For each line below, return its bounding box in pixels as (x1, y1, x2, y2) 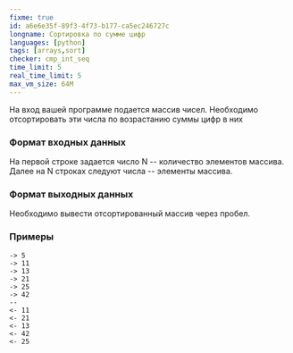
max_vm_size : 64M (9, 80, 74, 88)
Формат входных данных (9, 136, 127, 148)
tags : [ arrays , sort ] (9, 46, 87, 55)
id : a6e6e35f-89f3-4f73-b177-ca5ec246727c (9, 21, 170, 30)
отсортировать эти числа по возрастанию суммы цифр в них (9, 113, 244, 124)
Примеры (9, 231, 54, 243)
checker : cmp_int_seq (9, 55, 90, 63)
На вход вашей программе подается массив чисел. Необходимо (9, 104, 259, 114)
